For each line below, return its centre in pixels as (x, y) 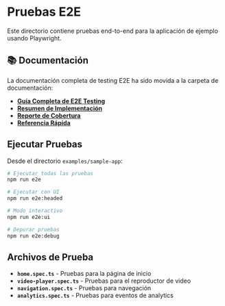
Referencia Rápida (44, 123)
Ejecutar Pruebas (45, 144)
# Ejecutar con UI (33, 192)
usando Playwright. (34, 38)
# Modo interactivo (35, 211)
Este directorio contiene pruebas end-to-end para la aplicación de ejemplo (113, 31)
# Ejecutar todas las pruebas (50, 173)
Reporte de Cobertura (49, 115)
